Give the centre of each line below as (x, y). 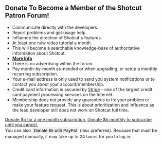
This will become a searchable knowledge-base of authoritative (76, 48)
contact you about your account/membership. (58, 84)
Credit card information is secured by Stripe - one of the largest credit (82, 89)
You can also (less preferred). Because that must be (81, 130)
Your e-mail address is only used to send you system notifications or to (83, 79)
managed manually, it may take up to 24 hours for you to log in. (68, 136)
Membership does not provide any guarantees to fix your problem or (81, 100)
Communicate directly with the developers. (55, 27)
